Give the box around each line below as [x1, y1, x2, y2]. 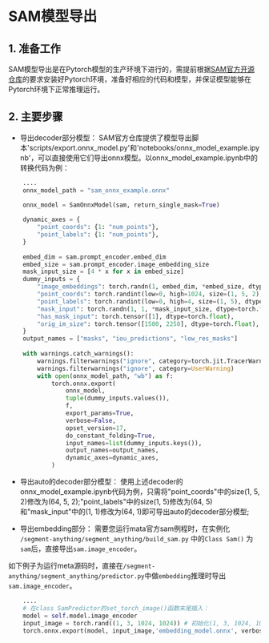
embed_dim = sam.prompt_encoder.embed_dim [22, 253, 167, 261]
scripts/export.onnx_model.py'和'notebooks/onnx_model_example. [29, 143, 251, 152]
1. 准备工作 [8, 42, 62, 55]
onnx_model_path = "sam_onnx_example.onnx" [22, 186, 171, 195]
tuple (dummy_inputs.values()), [65, 394, 171, 403]
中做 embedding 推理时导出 [144, 571, 227, 581]
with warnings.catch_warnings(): [22, 350, 134, 358]
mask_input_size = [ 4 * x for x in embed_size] [22, 267, 184, 276]
